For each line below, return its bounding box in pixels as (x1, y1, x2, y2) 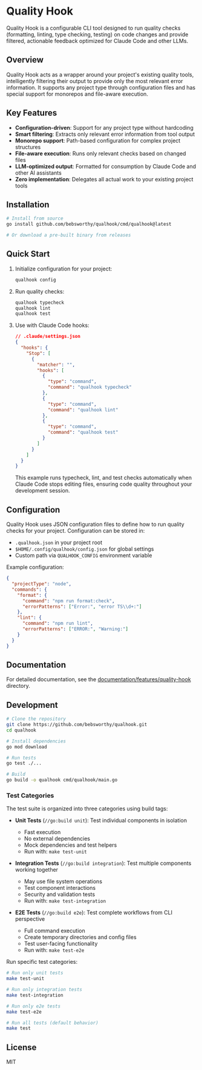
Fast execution (24, 829, 61, 836)
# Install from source (6, 215, 64, 222)
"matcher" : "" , (37, 362, 76, 368)
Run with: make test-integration (24, 897, 106, 904)
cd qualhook (6, 727, 36, 733)
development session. (15, 487, 71, 494)
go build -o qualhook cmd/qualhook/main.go (6, 777, 118, 783)
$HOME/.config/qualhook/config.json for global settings (15, 545, 154, 553)
